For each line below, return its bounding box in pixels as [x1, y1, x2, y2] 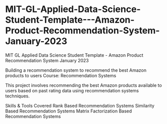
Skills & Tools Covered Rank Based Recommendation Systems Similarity [5, 102, 155, 108]
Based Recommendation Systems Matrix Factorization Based [5, 108, 132, 114]
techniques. [5, 93, 30, 99]
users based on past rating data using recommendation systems [5, 87, 139, 93]
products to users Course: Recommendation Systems [5, 72, 117, 78]
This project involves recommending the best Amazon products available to [5, 82, 162, 88]
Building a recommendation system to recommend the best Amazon [5, 67, 147, 73]
